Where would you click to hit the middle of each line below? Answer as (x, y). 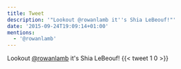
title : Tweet (26, 13)
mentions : (21, 32)
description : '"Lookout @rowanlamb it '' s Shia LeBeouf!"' (92, 20)
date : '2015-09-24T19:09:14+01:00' (58, 26)
